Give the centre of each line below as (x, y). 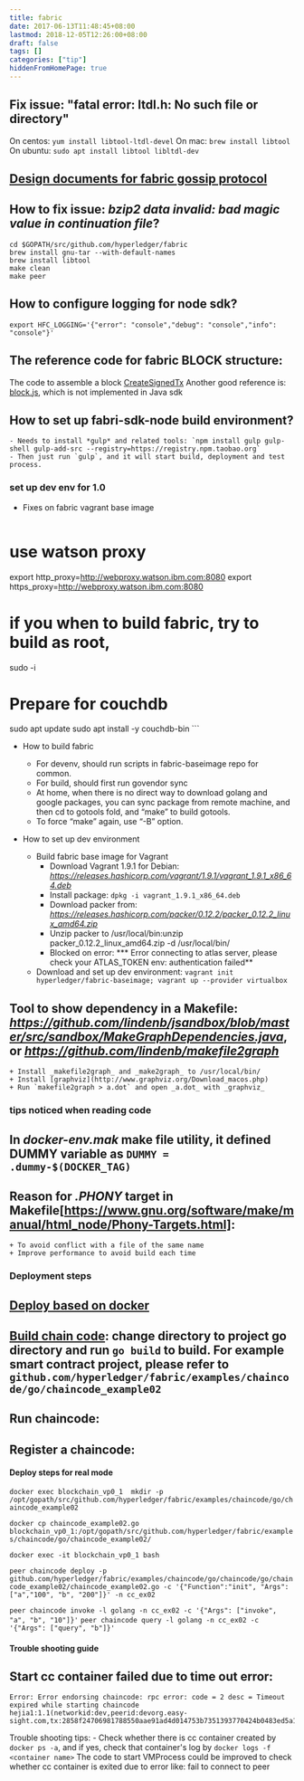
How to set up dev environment (81, 839)
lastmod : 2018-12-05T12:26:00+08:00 (78, 34)
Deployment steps (51, 1276)
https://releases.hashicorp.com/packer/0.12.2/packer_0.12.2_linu (170, 914)
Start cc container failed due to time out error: (141, 1676)
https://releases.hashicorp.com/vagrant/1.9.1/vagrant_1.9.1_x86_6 (171, 876)
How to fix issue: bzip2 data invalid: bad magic (145, 210)
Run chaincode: (55, 1419)
